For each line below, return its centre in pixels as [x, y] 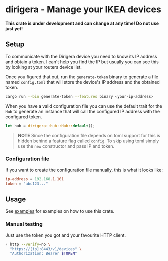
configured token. [24, 117]
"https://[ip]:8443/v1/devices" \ [46, 249]
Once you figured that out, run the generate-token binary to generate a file [82, 77]
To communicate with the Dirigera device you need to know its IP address [81, 56]
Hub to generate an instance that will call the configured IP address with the [83, 111]
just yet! [14, 28]
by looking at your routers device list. [44, 67]
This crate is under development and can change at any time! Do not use [82, 23]
